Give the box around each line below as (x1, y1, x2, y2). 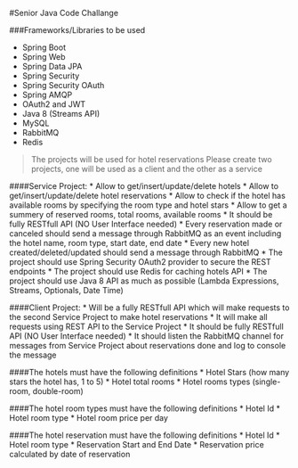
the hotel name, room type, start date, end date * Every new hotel (9, 238, 250, 248)
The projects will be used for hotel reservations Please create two (30, 154, 273, 164)
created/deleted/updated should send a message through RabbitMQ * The (9, 247, 283, 258)
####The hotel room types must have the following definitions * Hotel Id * (9, 403, 280, 414)
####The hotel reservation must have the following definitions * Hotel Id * (9, 430, 280, 440)
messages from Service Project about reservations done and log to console (9, 341, 286, 350)
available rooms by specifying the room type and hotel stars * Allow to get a (9, 200, 287, 210)
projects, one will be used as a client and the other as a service (30, 164, 262, 174)
